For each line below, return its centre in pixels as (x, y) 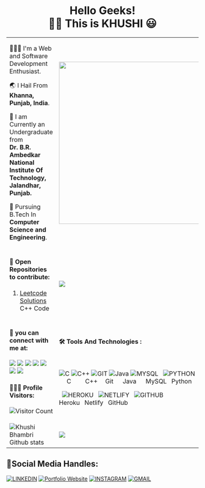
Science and (28, 230)
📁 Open (20, 262)
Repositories (28, 269)
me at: (19, 348)
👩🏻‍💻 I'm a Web (31, 48)
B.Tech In (23, 214)
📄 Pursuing (25, 206)
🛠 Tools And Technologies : (100, 341)
